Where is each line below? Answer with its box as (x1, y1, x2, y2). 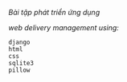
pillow (8, 66, 31, 74)
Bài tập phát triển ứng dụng (8, 8, 100, 17)
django (8, 38, 31, 46)
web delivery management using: (8, 23, 119, 32)
